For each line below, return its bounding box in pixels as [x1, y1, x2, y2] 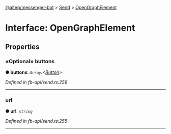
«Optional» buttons [5, 58, 55, 65]
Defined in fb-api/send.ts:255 [5, 118, 68, 124]
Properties [5, 42, 40, 51]
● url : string [5, 108, 33, 114]
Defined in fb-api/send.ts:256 [5, 79, 68, 85]
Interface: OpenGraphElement [5, 22, 135, 34]
